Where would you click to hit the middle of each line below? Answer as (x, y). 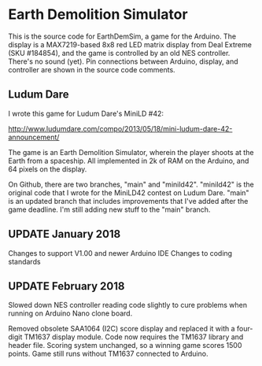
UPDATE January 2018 (65, 234)
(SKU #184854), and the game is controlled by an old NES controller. (119, 53)
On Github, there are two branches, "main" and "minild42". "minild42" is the (131, 184)
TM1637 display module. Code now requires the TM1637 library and (134, 337)
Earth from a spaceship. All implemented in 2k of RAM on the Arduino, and (129, 161)
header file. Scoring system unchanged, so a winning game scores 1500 (125, 346)
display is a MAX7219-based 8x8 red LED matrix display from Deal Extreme (130, 44)
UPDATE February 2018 (66, 286)
